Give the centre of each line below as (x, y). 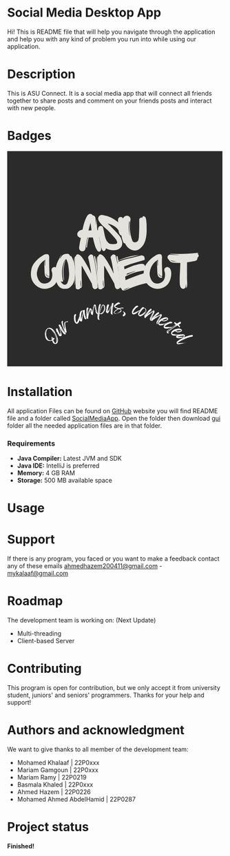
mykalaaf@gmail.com (38, 574)
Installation (40, 392)
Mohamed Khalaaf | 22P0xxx (58, 762)
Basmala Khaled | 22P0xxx (55, 784)
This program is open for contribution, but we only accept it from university (114, 688)
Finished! (21, 846)
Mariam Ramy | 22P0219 (52, 777)
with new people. (32, 107)
